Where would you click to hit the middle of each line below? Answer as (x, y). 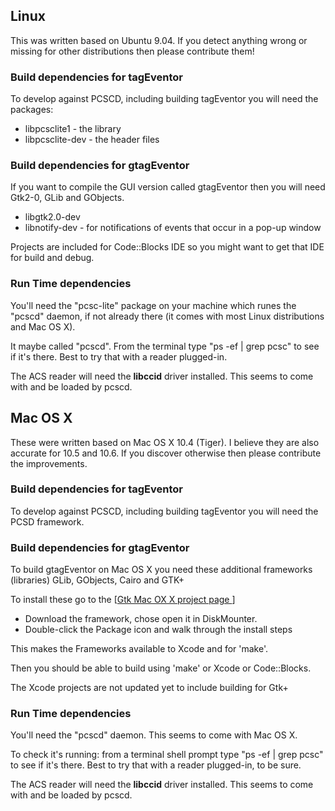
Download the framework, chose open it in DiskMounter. (141, 619)
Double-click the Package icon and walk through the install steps (158, 630)
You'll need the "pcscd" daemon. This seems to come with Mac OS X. (154, 735)
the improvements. (49, 463)
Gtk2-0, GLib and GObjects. (67, 198)
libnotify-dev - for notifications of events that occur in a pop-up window (173, 228)
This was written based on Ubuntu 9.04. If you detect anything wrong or (159, 40)
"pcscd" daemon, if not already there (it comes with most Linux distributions (167, 316)
